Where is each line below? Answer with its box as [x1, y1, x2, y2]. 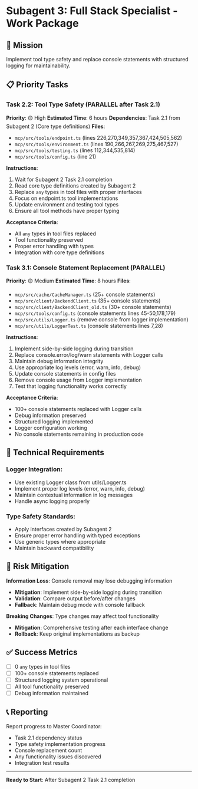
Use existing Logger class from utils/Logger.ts [14, 479, 127, 486]
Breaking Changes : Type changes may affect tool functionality [6, 612, 159, 620]
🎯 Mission [6, 40, 43, 50]
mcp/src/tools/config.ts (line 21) [14, 153, 96, 160]
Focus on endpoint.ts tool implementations [14, 195, 118, 202]
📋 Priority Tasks [6, 80, 69, 90]
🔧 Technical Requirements [6, 448, 104, 458]
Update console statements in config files [14, 370, 116, 377]
